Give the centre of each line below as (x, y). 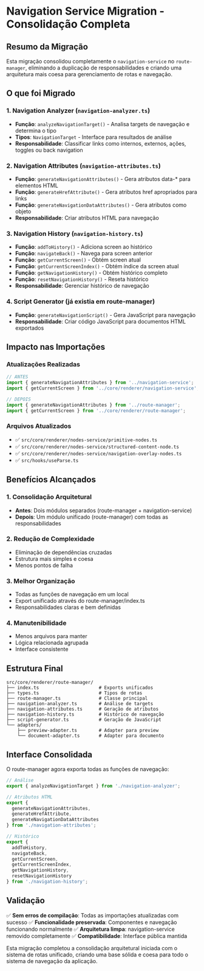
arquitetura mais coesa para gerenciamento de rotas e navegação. (90, 74)
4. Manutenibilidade (36, 623)
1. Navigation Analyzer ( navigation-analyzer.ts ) (78, 111)
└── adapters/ (24, 725)
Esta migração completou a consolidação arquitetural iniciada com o (92, 948)
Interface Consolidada (49, 754)
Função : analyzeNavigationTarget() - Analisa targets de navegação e (102, 124)
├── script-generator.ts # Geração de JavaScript (84, 720)
